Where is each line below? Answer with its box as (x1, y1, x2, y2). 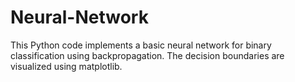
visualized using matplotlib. (10, 60, 123, 72)
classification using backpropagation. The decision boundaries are (10, 49, 285, 61)
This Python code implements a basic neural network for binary (10, 39, 272, 51)
